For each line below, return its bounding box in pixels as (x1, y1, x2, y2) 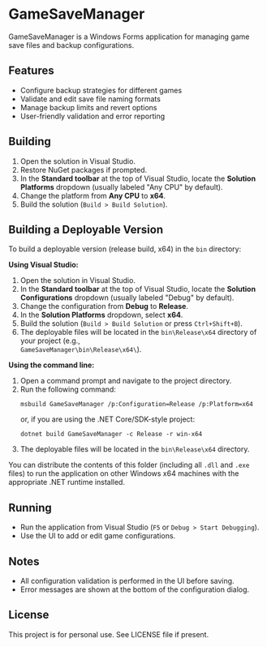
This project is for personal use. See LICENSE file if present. (8, 629, 209, 639)
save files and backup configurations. (8, 40, 135, 49)
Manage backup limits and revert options (19, 102, 157, 112)
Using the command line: (8, 360, 95, 370)
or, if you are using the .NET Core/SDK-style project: (19, 414, 196, 424)
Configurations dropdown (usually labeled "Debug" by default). (19, 293, 235, 302)
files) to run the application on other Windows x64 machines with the (8, 469, 239, 478)
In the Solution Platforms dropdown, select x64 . (19, 310, 183, 320)
